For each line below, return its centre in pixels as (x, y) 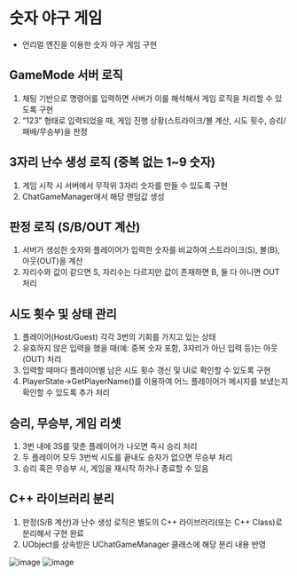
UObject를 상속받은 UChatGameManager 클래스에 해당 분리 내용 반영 (144, 544)
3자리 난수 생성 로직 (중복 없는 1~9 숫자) (112, 162)
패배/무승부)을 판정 (55, 131)
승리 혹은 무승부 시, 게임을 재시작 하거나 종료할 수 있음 (115, 468)
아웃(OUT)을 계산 (52, 261)
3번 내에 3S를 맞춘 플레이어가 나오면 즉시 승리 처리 (109, 446)
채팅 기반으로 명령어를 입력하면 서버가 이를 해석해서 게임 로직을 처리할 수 (147, 98)
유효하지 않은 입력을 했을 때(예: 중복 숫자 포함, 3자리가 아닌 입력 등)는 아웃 (150, 348)
